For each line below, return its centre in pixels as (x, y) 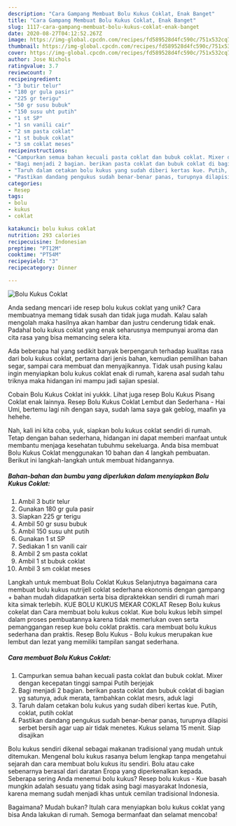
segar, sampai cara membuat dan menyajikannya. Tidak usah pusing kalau (115, 366)
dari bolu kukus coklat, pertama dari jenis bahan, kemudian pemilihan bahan (118, 358)
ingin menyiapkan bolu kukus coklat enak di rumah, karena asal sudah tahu (116, 373)
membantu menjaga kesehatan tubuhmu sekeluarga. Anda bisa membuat (113, 445)
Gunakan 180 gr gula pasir (56, 509)
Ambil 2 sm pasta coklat (53, 553)
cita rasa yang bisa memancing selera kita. (70, 337)
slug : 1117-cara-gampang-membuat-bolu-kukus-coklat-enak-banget (104, 27)
